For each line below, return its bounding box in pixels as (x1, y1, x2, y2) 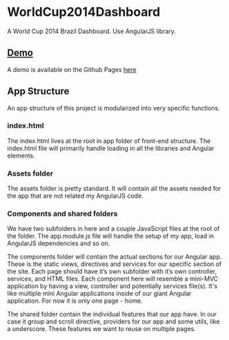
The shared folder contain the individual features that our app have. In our (7, 310, 217, 319)
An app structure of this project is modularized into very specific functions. (7, 104, 221, 112)
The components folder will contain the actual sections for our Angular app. (7, 253, 222, 261)
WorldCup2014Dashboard (7, 4, 161, 20)
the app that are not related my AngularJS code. (7, 191, 143, 200)
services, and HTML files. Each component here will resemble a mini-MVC (7, 274, 219, 283)
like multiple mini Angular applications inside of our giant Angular (7, 290, 192, 298)
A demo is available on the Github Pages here (7, 65, 137, 73)
